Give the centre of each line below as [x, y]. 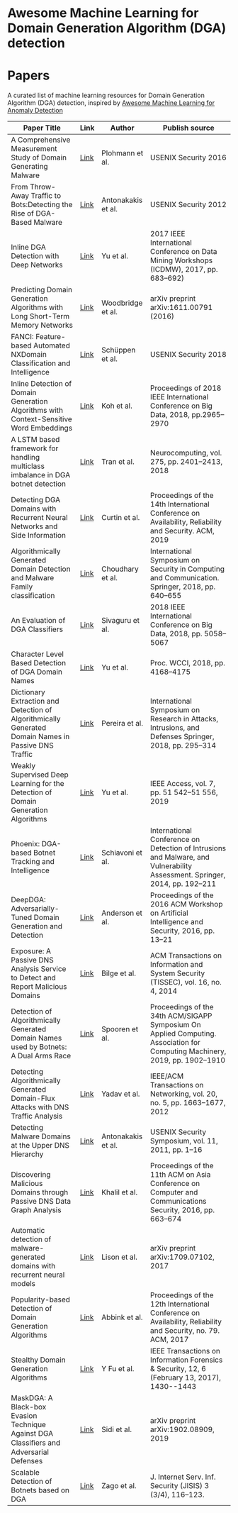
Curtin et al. [121, 518]
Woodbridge [122, 303]
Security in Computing [187, 569]
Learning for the [38, 784]
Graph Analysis [36, 1210]
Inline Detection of [41, 384]
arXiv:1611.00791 [181, 308]
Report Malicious [39, 987]
